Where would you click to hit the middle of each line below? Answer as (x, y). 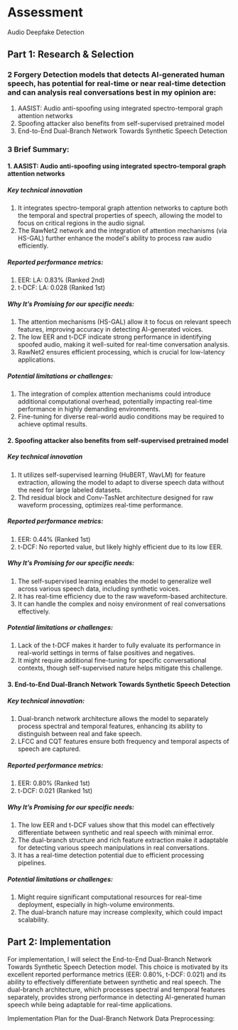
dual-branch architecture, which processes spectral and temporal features (117, 989)
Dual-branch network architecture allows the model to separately (113, 719)
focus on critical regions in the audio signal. (81, 223)
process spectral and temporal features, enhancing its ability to (110, 726)
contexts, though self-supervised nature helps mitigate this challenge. (120, 668)
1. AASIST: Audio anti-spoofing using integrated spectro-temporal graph (117, 166)
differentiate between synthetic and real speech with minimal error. (116, 832)
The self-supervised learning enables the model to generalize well (114, 581)
